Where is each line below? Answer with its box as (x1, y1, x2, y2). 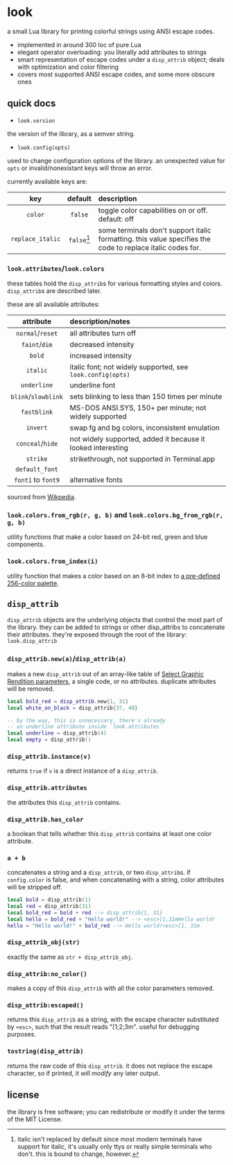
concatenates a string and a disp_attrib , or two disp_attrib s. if (7, 869, 191, 877)
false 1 (68, 233, 91, 244)
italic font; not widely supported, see (69, 362, 189, 372)
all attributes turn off (69, 328, 137, 338)
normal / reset (16, 328, 58, 338)
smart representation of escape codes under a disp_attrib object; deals (17, 55, 225, 63)
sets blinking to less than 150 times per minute (69, 392, 223, 401)
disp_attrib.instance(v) (7, 753, 92, 760)
